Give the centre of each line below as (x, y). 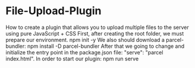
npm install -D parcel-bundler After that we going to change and (106, 46)
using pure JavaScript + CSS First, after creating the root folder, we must (95, 33)
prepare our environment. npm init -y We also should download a (85, 40)
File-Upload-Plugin (54, 11)
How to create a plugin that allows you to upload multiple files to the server (97, 27)
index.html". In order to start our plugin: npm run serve (72, 59)
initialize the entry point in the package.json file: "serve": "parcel (84, 52)
